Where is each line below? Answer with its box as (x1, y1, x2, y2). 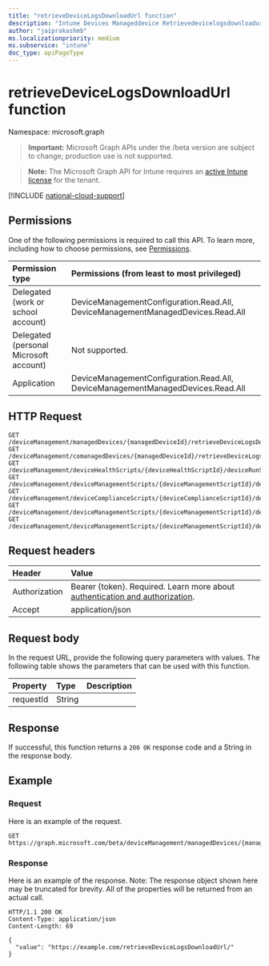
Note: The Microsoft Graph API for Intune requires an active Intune (27, 166, 248, 176)
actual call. (8, 892, 44, 902)
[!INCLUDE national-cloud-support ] (8, 190, 126, 200)
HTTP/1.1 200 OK (8, 907, 62, 916)
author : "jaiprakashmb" (8, 26, 88, 34)
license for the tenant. (27, 175, 101, 184)
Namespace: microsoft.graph (8, 127, 105, 136)
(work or (12, 296, 45, 307)
